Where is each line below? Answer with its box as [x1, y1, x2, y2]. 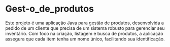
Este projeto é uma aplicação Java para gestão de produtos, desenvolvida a [5, 20, 164, 26]
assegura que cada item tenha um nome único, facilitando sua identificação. [5, 36, 165, 42]
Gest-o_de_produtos [5, 3, 94, 15]
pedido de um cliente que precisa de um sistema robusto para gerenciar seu [5, 25, 165, 31]
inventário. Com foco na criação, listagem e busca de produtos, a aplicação [5, 30, 163, 36]
